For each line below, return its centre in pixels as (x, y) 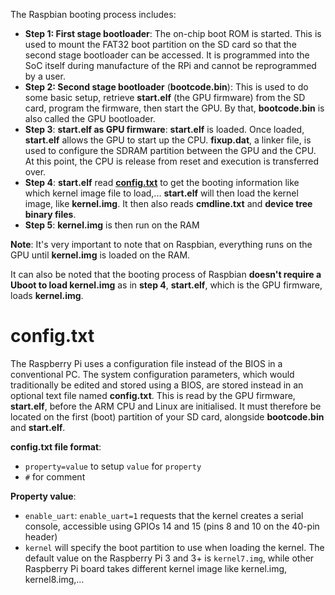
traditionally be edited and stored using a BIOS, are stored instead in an (157, 385)
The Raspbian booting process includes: (93, 14)
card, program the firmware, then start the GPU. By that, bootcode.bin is (174, 108)
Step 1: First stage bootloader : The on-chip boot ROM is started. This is (173, 33)
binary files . (50, 214)
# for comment (55, 476)
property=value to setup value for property (113, 466)
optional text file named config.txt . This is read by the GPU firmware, (153, 395)
